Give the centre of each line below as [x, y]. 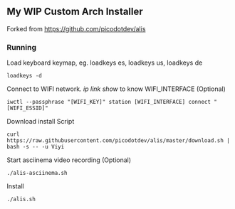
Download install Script [41, 122]
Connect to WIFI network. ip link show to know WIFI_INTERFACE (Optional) [116, 89]
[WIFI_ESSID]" [28, 108]
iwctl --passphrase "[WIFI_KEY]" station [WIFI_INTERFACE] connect [109, 102]
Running [22, 47]
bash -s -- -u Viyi [36, 147]
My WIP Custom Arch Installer [75, 12]
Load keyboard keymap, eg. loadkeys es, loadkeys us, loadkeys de [105, 63]
